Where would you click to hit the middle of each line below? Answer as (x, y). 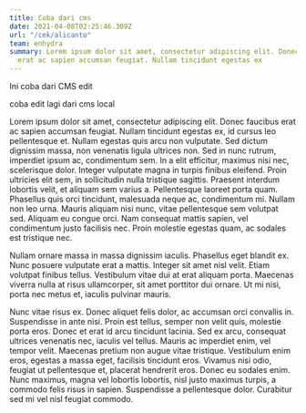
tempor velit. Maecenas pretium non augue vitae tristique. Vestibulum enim (150, 351)
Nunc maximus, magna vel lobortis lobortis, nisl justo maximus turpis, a (143, 380)
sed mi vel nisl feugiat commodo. (71, 399)
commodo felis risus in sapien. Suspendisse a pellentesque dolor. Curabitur (151, 389)
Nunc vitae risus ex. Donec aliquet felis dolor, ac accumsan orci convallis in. (152, 312)
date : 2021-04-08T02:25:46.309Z (71, 26)
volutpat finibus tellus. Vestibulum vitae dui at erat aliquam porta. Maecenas (152, 275)
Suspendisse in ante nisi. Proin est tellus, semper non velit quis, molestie (146, 321)
